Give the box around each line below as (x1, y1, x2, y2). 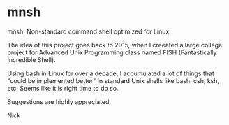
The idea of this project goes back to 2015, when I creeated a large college (7, 41, 223, 49)
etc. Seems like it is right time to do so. (7, 84, 119, 92)
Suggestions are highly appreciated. (7, 97, 112, 105)
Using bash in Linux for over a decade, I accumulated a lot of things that (7, 69, 214, 78)
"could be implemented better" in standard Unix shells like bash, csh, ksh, (7, 76, 220, 84)
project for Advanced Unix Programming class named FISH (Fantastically (7, 48, 217, 57)
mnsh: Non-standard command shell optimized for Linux (7, 27, 170, 36)
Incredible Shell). (7, 55, 56, 64)
